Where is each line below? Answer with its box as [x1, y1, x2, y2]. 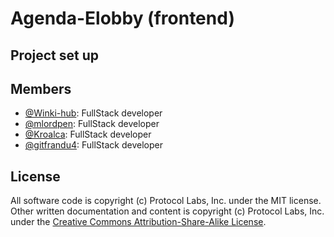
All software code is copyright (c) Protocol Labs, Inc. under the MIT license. [10, 195, 322, 207]
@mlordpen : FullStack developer [24, 118, 160, 130]
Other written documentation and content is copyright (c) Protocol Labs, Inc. [10, 205, 325, 217]
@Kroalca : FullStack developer [24, 128, 152, 141]
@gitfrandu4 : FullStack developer [24, 139, 163, 151]
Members [10, 80, 72, 97]
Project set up [10, 47, 99, 64]
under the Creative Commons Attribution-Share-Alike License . [10, 216, 267, 228]
